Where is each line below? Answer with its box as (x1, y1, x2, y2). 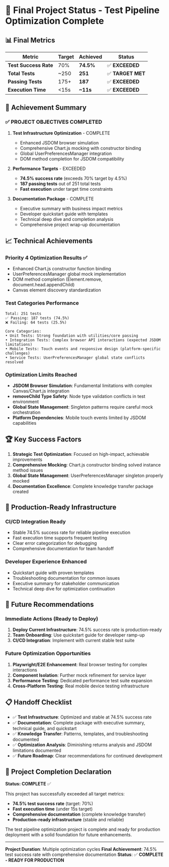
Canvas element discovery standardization (12, 287, 102, 293)
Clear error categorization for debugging (12, 540, 97, 546)
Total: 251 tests (5, 311, 42, 316)
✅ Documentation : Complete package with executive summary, (12, 720, 145, 726)
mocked (12, 478, 30, 484)
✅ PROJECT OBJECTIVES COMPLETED (5, 118, 102, 125)
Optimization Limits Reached (5, 371, 77, 378)
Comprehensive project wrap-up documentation (20, 221, 120, 227)
